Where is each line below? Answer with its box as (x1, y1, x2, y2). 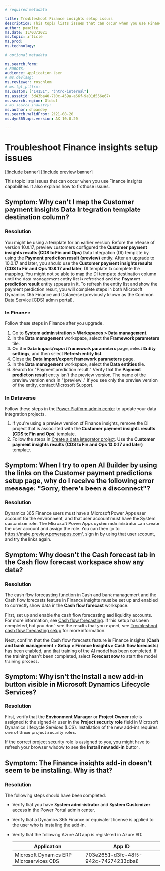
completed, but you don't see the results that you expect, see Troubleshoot (5, 622, 158, 628)
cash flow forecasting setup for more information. (5, 627, 106, 633)
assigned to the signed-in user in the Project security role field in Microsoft (5, 719, 158, 725)
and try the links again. (5, 536, 52, 542)
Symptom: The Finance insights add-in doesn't (5, 759, 152, 767)
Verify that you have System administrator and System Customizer (12, 801, 151, 807)
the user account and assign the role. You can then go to (5, 525, 120, 531)
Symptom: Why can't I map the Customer (5, 198, 134, 206)
